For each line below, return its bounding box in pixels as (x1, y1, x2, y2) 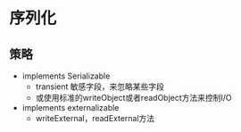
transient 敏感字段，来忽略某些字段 (35, 81, 165, 92)
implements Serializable (21, 70, 111, 81)
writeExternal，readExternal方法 (35, 113, 155, 123)
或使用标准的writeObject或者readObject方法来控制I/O (35, 93, 232, 103)
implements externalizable (21, 103, 120, 112)
